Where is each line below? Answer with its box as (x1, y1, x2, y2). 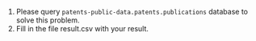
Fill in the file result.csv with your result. (15, 24, 149, 33)
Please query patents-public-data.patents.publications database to (15, 7, 249, 16)
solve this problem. (15, 15, 80, 25)
